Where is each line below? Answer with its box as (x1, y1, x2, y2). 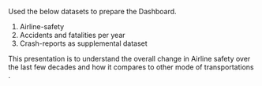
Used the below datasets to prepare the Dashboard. (8, 7, 177, 16)
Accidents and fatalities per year (19, 31, 125, 39)
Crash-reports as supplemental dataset (19, 39, 148, 48)
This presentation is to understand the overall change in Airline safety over (8, 54, 251, 63)
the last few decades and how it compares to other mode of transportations (8, 62, 254, 72)
